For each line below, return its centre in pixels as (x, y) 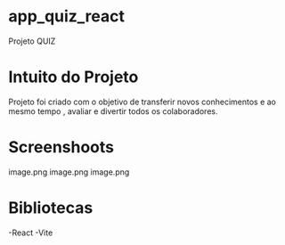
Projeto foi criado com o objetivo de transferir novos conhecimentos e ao (142, 102)
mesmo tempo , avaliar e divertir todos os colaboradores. (113, 111)
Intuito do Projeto (73, 77)
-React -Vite (31, 233)
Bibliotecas (51, 208)
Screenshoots (61, 147)
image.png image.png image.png (69, 172)
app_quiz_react (67, 16)
